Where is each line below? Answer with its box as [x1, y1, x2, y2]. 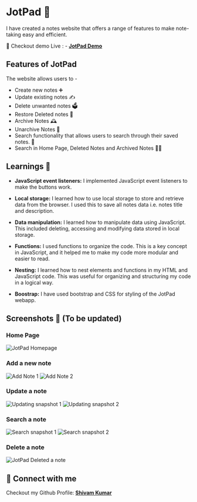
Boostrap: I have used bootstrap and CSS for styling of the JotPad [14, 290, 176, 297]
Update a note [6, 387, 47, 396]
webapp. [14, 296, 36, 303]
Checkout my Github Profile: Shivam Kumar [6, 489, 113, 496]
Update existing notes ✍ [14, 93, 76, 101]
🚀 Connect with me [6, 473, 77, 484]
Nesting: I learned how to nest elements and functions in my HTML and [14, 266, 188, 273]
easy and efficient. [22, 31, 67, 38]
